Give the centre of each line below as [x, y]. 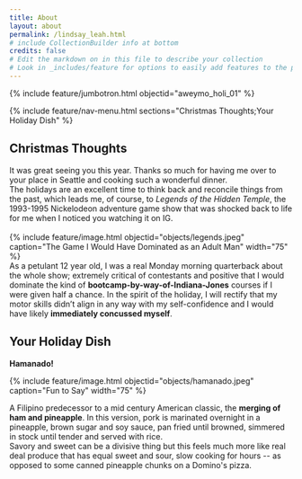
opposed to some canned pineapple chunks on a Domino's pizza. [130, 465]
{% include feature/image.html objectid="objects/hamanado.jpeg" [132, 381]
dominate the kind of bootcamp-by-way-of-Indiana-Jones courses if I [141, 285]
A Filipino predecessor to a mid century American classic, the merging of [145, 408]
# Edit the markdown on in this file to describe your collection [136, 59]
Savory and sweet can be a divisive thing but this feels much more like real [147, 446]
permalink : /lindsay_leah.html [68, 34]
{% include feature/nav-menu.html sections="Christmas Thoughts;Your [142, 111]
